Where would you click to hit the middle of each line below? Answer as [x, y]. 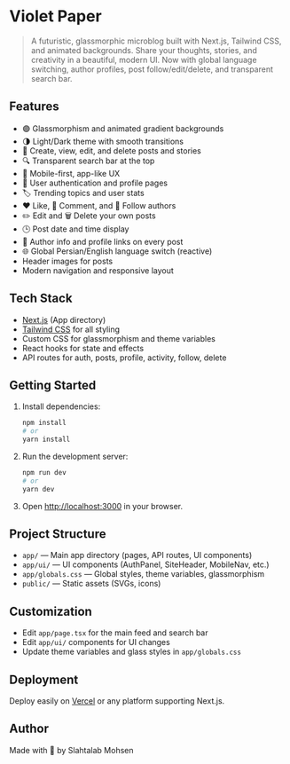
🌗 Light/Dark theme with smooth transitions [103, 141]
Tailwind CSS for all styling [71, 329]
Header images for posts [67, 261]
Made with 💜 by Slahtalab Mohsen [71, 750]
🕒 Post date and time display [75, 229]
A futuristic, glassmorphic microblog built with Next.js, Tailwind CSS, [156, 41]
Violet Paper [55, 16]
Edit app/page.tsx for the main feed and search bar [115, 633]
